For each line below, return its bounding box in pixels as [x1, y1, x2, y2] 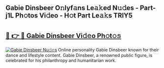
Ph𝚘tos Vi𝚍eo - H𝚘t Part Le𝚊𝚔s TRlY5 [15, 12, 133, 20]
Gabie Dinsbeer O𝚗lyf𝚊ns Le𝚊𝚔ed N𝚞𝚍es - [5, 4, 139, 12]
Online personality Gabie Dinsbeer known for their [58, 47, 159, 52]
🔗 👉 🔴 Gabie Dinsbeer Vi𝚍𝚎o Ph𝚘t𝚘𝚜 [5, 32, 121, 40]
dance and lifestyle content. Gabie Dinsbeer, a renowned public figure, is [5, 52, 153, 58]
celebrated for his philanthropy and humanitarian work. [5, 58, 117, 63]
